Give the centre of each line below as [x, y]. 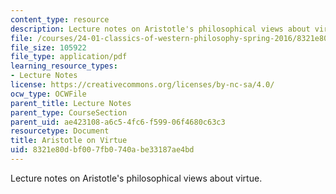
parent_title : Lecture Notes [71, 103]
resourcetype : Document [60, 131]
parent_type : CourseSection [69, 112]
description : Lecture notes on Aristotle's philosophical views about [160, 29]
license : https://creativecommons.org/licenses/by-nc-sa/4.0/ [142, 85]
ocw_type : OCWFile [48, 94]
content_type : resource [60, 19]
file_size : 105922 [48, 47]
